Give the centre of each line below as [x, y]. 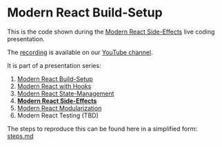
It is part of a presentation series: [54, 65]
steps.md [20, 136]
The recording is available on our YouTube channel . [80, 52]
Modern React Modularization [59, 108]
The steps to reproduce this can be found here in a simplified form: [102, 128]
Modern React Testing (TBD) [58, 115]
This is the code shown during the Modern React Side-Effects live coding [111, 32]
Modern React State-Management [65, 93]
